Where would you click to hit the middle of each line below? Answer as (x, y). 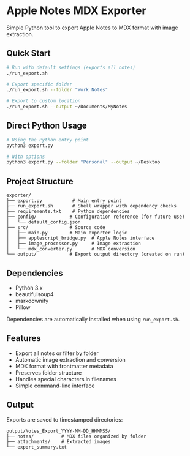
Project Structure (40, 181)
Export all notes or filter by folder (57, 353)
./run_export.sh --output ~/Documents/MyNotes (67, 107)
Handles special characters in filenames (66, 379)
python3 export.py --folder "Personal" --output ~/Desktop (83, 162)
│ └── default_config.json (44, 222)
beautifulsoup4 (34, 294)
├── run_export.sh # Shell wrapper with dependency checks (91, 206)
